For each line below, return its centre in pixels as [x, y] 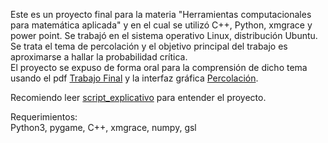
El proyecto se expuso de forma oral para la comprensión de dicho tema [159, 67]
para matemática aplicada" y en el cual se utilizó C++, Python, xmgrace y [161, 25]
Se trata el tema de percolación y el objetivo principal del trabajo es [149, 46]
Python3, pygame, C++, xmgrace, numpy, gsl [103, 127]
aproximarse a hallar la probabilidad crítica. [99, 57]
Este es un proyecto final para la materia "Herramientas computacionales [161, 14]
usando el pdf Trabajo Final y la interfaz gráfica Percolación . [134, 78]
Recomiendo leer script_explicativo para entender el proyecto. [138, 97]
